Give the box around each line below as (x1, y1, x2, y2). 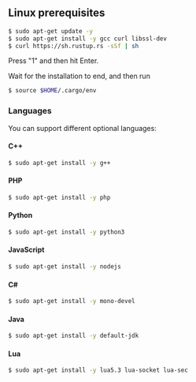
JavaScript (8, 245, 45, 255)
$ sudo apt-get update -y (8, 27, 93, 35)
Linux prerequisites (8, 6, 105, 20)
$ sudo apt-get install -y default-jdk (8, 331, 139, 340)
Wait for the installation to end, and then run (8, 71, 151, 81)
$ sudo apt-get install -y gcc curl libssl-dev (8, 35, 168, 43)
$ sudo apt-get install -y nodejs (8, 263, 122, 271)
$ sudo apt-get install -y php (8, 193, 111, 201)
